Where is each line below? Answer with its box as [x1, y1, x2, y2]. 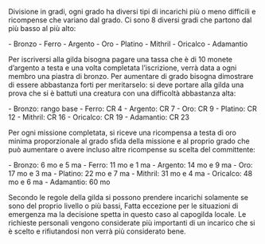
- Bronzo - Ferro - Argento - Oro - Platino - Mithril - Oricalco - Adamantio [8, 39, 248, 49]
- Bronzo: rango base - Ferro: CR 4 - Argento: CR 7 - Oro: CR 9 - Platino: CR [8, 104, 257, 113]
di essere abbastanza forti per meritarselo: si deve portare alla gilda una [8, 80, 244, 89]
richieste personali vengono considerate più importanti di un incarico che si [8, 218, 255, 227]
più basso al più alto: [8, 24, 76, 33]
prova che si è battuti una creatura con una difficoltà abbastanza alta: [8, 89, 236, 98]
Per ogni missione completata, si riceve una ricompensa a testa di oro [8, 128, 237, 137]
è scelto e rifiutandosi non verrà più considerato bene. [8, 226, 186, 236]
